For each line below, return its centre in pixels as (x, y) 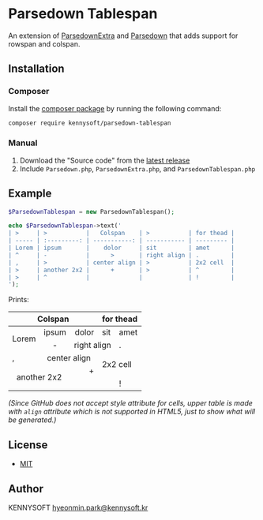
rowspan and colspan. (44, 43)
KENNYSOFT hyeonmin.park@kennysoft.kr (78, 507)
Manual (23, 143)
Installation (36, 69)
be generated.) (32, 420)
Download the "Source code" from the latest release (105, 160)
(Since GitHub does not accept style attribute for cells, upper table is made (130, 403)
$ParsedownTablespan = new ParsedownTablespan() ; (92, 211)
